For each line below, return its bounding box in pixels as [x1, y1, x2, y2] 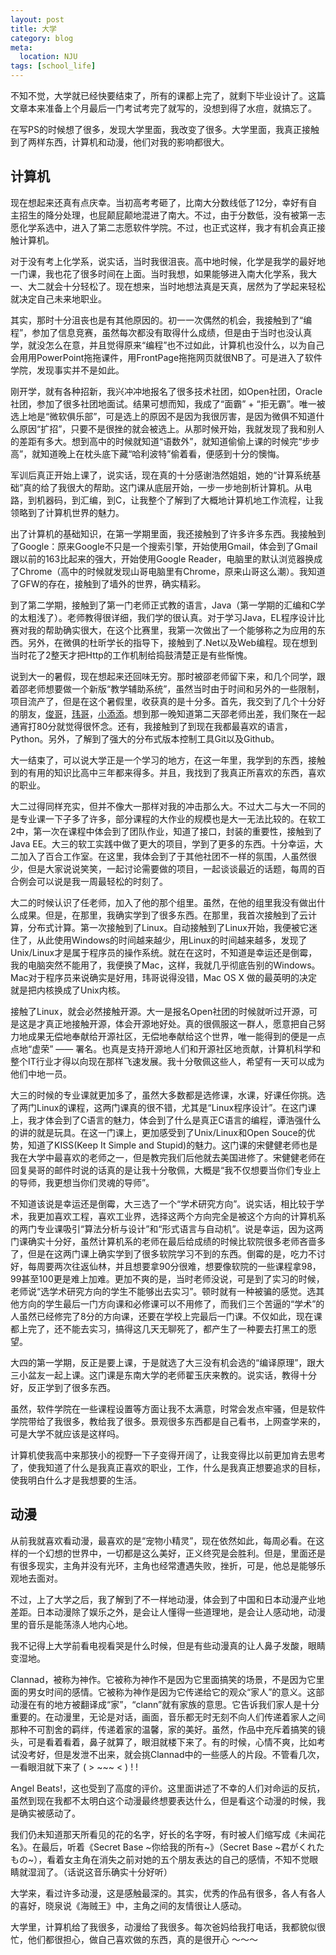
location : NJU [19, 52, 78, 62]
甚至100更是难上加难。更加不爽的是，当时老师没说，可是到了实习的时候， [21, 1272, 325, 1285]
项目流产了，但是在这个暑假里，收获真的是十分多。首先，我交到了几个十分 [10, 695, 317, 707]
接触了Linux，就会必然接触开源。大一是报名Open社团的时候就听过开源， [10, 1005, 310, 1017]
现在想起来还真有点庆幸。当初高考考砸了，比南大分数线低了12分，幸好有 [10, 196, 309, 208]
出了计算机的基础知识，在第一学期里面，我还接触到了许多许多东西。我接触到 [10, 527, 326, 540]
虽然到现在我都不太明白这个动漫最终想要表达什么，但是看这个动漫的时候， [10, 1794, 317, 1806]
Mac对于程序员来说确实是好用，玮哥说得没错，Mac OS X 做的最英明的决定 [10, 971, 318, 983]
